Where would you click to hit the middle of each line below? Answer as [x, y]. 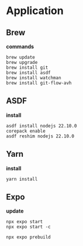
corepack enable [26, 131]
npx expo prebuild [28, 237]
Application [35, 11]
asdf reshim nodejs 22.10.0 [40, 136]
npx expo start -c [28, 227]
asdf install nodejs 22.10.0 [41, 126]
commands [20, 46]
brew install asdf [28, 73]
